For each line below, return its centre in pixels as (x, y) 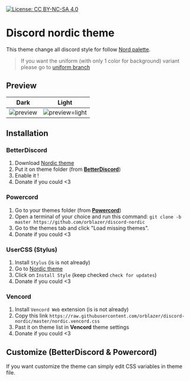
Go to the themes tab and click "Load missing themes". (82, 228)
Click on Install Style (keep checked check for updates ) (86, 275)
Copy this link (31, 316)
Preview (22, 86)
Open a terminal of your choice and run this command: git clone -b (98, 217)
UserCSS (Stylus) (32, 250)
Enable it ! (27, 176)
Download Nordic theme (44, 163)
